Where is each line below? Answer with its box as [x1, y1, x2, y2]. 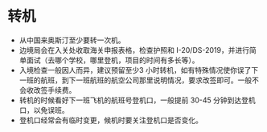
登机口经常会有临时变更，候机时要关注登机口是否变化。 [18, 115, 203, 125]
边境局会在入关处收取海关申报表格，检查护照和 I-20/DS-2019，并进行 [18, 45, 250, 54]
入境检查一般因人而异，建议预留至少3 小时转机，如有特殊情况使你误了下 [18, 65, 259, 74]
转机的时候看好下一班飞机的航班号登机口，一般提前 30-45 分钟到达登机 [18, 95, 256, 105]
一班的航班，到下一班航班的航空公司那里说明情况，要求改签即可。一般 [18, 75, 253, 85]
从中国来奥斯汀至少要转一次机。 [18, 35, 125, 45]
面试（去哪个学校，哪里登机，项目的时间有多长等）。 [26, 55, 199, 65]
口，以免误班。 [18, 105, 69, 114]
